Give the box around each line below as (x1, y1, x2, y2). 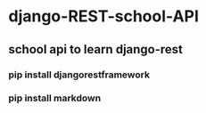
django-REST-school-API (8, 6, 200, 27)
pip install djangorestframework (8, 69, 151, 81)
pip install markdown (8, 92, 102, 104)
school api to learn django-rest (8, 42, 184, 57)
